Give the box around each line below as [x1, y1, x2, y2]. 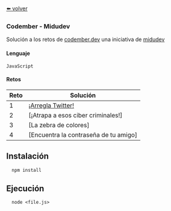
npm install [11, 167, 42, 173]
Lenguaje [6, 49, 30, 57]
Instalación [6, 151, 49, 162]
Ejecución [6, 183, 45, 194]
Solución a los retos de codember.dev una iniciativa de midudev [6, 36, 165, 43]
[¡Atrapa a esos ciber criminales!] [28, 111, 123, 119]
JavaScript [6, 63, 34, 69]
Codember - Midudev [6, 22, 70, 30]
